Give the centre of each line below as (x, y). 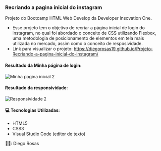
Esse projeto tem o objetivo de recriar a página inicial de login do (79, 28)
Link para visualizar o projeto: (42, 49)
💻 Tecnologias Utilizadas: (33, 110)
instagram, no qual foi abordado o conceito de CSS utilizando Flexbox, (84, 33)
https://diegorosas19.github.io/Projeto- (113, 49)
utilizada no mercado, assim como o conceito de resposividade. (77, 44)
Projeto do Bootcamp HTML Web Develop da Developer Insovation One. (79, 18)
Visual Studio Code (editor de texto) (49, 134)
